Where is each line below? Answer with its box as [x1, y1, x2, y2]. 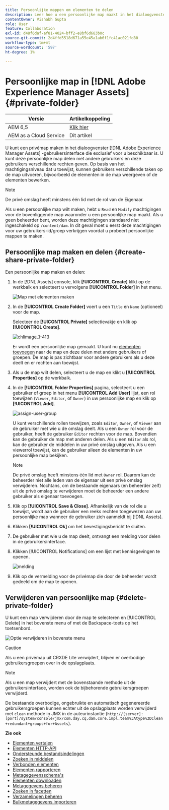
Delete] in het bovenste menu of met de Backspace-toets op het [5, 620, 138, 626]
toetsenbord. [5, 626, 32, 632]
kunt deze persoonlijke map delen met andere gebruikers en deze [5, 156, 142, 162]
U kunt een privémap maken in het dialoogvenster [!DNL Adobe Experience [5, 145, 161, 151]
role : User [5, 21, 28, 27]
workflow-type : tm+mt [5, 40, 51, 45]
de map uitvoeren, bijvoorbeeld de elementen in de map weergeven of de [5, 172, 157, 178]
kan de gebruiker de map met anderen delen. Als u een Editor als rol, [12, 437, 156, 443]
